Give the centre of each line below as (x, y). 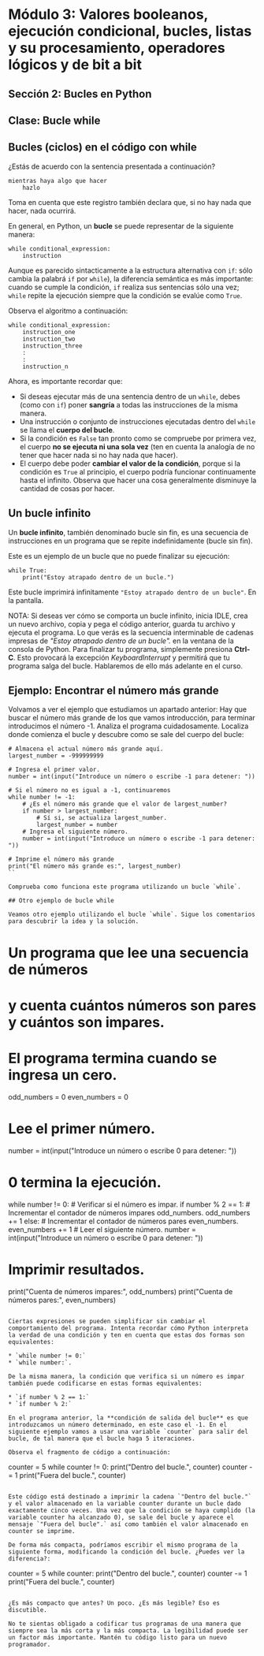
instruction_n (45, 367)
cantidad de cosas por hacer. (67, 488)
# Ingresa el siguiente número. (75, 832)
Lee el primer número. (82, 1128)
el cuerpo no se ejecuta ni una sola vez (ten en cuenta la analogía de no (137, 446)
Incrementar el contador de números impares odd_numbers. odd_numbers (129, 1212)
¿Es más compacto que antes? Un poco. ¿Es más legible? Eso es (114, 1603)
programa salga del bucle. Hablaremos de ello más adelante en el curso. (125, 666)
